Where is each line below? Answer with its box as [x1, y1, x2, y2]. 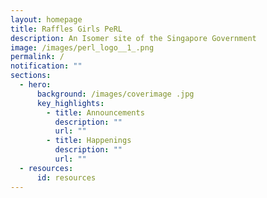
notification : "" [10, 61, 83, 71]
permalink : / [10, 52, 65, 62]
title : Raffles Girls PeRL [10, 24, 123, 34]
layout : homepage [10, 14, 83, 25]
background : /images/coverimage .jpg [36, 89, 195, 99]
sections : [10, 71, 52, 81]
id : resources [36, 172, 97, 183]
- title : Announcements [46, 107, 145, 118]
